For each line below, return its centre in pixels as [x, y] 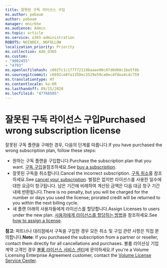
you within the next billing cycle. [45, 203]
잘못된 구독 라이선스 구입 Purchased [75, 120]
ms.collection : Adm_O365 [31, 51]
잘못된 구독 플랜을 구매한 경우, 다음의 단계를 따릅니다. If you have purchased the [84, 145]
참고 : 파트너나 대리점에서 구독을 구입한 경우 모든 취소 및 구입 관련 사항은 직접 [80, 231]
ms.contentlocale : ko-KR [31, 84]
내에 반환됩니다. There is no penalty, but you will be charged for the [80, 192]
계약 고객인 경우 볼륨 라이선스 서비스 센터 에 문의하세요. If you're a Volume [77, 250]
